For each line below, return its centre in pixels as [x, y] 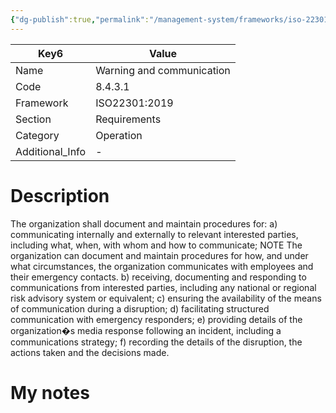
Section [33, 119]
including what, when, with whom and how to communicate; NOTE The [156, 245]
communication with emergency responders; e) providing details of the [156, 319]
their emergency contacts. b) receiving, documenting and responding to [158, 277]
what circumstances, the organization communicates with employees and [162, 266]
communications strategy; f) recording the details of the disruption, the [156, 342]
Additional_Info [51, 151]
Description [60, 195]
